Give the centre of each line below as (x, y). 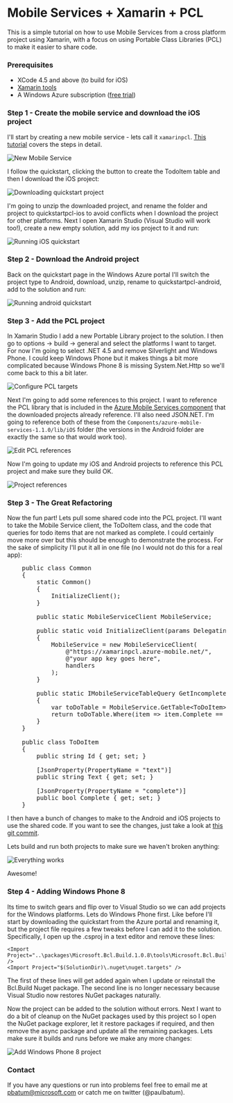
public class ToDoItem (60, 742)
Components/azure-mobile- (165, 423)
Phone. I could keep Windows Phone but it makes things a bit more (103, 358)
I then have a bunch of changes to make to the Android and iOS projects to (114, 818)
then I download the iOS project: (53, 178)
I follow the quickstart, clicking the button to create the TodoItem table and (114, 171)
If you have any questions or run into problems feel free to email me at (107, 1085)
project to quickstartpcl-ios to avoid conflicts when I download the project (113, 213)
